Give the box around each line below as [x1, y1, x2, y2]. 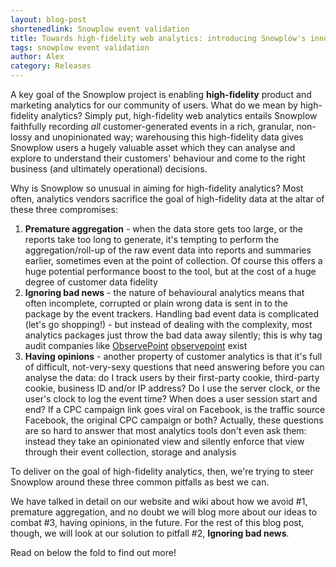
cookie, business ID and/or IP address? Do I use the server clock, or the [24, 382, 321, 394]
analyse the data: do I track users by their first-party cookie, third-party [24, 372, 320, 383]
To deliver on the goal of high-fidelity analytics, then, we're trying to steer [10, 466, 314, 477]
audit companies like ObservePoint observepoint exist [24, 340, 248, 351]
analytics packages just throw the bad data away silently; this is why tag [24, 329, 323, 341]
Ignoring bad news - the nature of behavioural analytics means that [24, 287, 305, 298]
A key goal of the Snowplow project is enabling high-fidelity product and [10, 89, 312, 100]
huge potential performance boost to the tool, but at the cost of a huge [24, 266, 317, 277]
